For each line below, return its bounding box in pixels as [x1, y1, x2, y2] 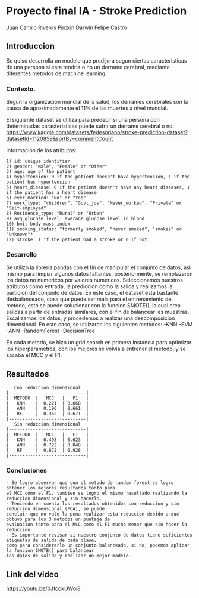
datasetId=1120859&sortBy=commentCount [6, 135, 113, 143]
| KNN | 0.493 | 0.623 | [6, 437, 89, 443]
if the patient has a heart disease [6, 190, 97, 196]
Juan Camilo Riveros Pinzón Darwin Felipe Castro [6, 24, 127, 31]
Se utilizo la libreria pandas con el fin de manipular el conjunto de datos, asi [6, 264, 191, 271]
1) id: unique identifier [6, 158, 70, 165]
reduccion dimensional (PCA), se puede [6, 506, 105, 512]
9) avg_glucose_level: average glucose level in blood [6, 216, 145, 222]
